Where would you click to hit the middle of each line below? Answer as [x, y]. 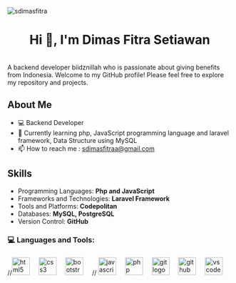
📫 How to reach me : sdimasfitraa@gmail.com [86, 148]
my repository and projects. [48, 82]
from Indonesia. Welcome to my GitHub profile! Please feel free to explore [116, 74]
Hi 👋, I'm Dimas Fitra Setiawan [120, 40]
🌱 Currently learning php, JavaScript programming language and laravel [123, 133]
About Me [30, 105]
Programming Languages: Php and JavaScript [86, 191]
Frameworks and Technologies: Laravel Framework [93, 198]
